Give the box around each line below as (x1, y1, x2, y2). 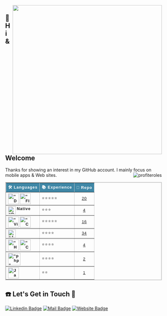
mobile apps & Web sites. (5, 172, 57, 178)
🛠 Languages (8, 184, 38, 190)
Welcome (5, 154, 35, 162)
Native (16, 206, 31, 212)
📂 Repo (76, 185, 93, 190)
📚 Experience (41, 184, 73, 190)
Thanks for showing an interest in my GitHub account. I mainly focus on (5, 167, 152, 173)
